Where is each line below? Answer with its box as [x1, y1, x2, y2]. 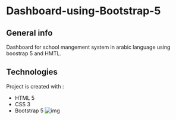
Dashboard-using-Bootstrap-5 [6, 4, 161, 18]
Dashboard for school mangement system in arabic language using [6, 43, 171, 50]
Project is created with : [6, 83, 64, 90]
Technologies [6, 67, 58, 77]
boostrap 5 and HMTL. [6, 50, 61, 57]
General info [6, 28, 53, 38]
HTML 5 [14, 94, 35, 102]
